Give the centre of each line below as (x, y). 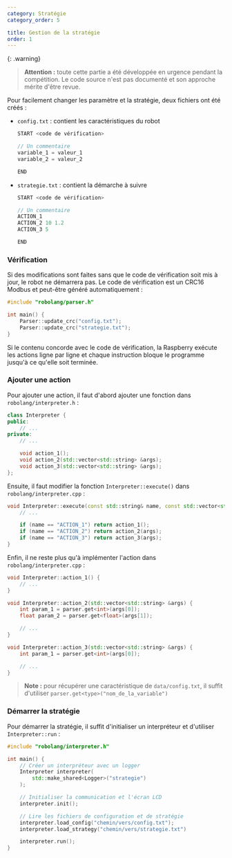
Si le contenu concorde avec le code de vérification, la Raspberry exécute (112, 347)
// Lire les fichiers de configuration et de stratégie (102, 816)
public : (18, 421)
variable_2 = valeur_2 (50, 159)
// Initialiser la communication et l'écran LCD (91, 798)
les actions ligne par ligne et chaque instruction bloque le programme (106, 355)
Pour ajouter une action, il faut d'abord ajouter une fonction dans (99, 395)
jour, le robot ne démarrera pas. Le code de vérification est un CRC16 (106, 282)
